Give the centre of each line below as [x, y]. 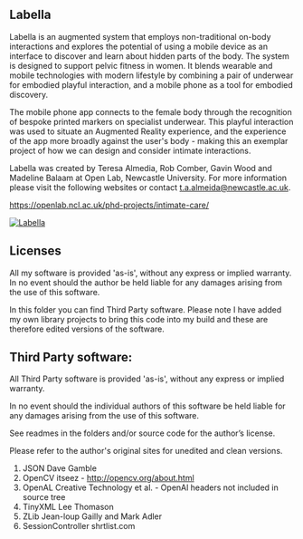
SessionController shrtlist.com [79, 526]
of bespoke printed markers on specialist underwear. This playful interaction [151, 121]
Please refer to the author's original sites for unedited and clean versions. [146, 451]
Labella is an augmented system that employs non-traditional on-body [140, 36]
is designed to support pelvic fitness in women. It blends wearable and [141, 65]
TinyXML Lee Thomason [68, 507]
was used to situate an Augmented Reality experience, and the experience [148, 131]
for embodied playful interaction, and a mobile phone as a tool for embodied [151, 84]
